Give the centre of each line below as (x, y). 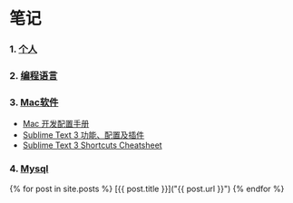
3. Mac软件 (34, 102)
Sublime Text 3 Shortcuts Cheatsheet (92, 145)
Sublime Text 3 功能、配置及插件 (83, 135)
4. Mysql (29, 169)
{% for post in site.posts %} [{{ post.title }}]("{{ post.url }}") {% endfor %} (147, 188)
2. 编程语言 (34, 76)
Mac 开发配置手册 (56, 124)
